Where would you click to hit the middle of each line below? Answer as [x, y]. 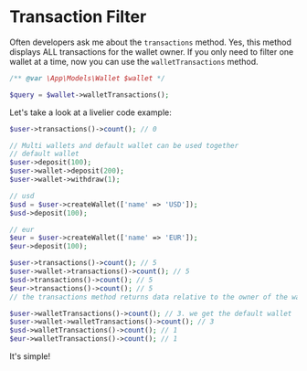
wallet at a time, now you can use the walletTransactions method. [134, 61]
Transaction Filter [78, 17]
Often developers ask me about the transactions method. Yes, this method [151, 42]
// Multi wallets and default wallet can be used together [124, 145]
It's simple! [30, 356]
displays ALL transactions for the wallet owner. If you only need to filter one [152, 51]
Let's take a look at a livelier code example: [90, 112]
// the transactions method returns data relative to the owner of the [148, 297]
